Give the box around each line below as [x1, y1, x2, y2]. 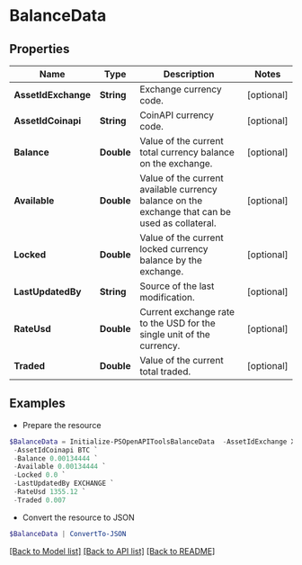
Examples [9, 396, 66, 411]
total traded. [138, 365, 191, 378]
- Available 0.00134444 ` [13, 462, 106, 471]
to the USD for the [138, 317, 216, 329]
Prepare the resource [22, 419, 102, 430]
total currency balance [138, 146, 235, 158]
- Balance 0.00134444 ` [13, 453, 99, 463]
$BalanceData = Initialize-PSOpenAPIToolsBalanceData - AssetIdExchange [9, 437, 288, 446]
